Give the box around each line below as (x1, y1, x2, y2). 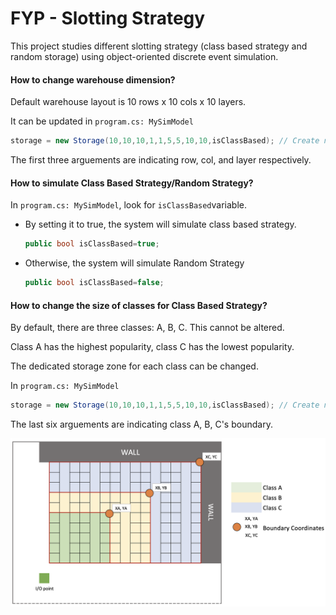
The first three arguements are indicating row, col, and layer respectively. (10, 154, 312, 166)
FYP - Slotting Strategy (10, 7, 206, 30)
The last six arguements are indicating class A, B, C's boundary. (10, 418, 273, 431)
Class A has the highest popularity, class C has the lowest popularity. (10, 341, 295, 353)
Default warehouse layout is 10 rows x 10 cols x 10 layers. (10, 96, 247, 108)
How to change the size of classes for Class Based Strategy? (10, 299, 268, 311)
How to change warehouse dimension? (10, 73, 176, 86)
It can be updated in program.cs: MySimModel (10, 115, 194, 127)
